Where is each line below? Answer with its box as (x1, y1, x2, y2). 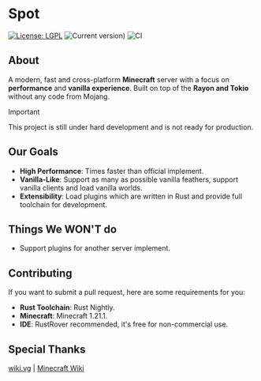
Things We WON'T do (8, 222, 117, 236)
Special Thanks (8, 342, 86, 356)
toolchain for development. (19, 199, 108, 209)
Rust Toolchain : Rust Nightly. (19, 303, 116, 312)
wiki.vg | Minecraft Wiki (8, 364, 84, 372)
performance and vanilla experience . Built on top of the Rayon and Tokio (8, 83, 249, 92)
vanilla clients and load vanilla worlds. (19, 183, 143, 192)
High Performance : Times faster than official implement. (19, 166, 204, 175)
